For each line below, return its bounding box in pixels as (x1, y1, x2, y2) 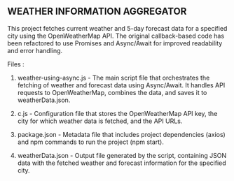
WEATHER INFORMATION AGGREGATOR (7, 6, 187, 17)
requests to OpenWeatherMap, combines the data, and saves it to (17, 88, 207, 96)
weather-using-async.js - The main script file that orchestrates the (17, 73, 210, 82)
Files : (7, 59, 25, 68)
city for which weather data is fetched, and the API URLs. (17, 117, 183, 125)
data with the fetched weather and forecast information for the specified (17, 159, 226, 167)
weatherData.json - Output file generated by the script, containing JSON (17, 151, 226, 159)
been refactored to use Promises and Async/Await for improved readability (7, 38, 223, 48)
